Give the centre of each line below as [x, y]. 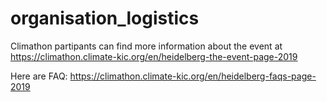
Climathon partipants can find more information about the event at [146, 46]
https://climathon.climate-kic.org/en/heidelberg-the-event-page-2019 [154, 56]
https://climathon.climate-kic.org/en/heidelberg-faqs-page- [193, 76]
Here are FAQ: [39, 76]
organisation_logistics [105, 18]
